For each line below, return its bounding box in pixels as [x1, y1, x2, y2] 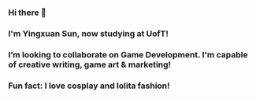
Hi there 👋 [8, 7, 47, 18]
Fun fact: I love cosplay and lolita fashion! [8, 80, 171, 91]
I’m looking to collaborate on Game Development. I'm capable [8, 49, 248, 60]
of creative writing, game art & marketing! [8, 59, 172, 70]
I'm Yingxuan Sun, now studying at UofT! [8, 27, 169, 38]
